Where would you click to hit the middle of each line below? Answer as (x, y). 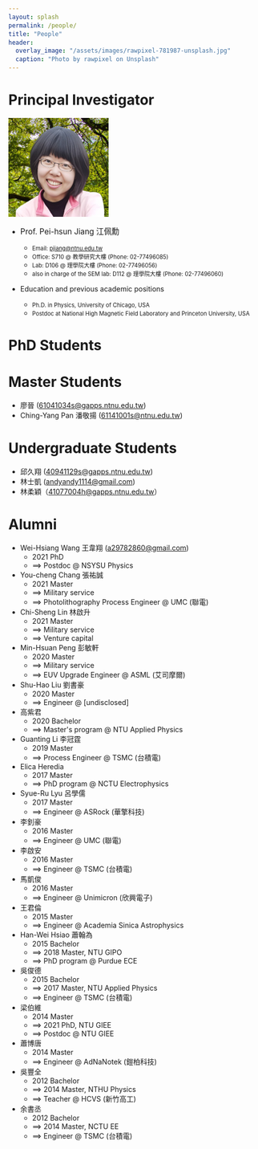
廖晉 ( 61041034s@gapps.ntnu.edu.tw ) (83, 405)
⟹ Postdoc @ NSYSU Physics (83, 565)
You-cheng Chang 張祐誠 (62, 575)
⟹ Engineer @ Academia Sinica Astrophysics (108, 925)
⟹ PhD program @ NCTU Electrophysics (100, 784)
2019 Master (52, 748)
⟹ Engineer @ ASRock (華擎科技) (88, 812)
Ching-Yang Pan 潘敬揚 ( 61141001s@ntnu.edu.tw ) (101, 415)
